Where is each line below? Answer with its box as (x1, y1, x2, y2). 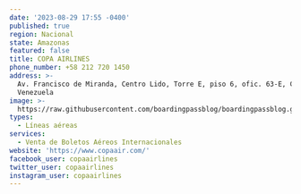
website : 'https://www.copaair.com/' (9, 146, 150, 155)
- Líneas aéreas (17, 122, 78, 131)
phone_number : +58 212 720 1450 (9, 63, 130, 72)
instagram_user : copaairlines (9, 171, 123, 180)
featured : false (9, 46, 70, 55)
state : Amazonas (9, 38, 70, 47)
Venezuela (17, 88, 54, 97)
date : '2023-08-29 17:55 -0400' (9, 13, 130, 22)
